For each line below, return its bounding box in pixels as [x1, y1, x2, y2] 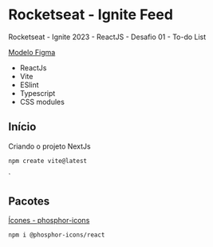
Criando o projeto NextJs [8, 141, 91, 151]
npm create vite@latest [8, 157, 88, 165]
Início [8, 120, 37, 133]
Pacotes [8, 194, 50, 209]
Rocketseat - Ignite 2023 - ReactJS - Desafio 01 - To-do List [8, 32, 207, 42]
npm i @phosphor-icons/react [8, 231, 105, 239]
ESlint [19, 80, 39, 90]
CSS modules [19, 97, 65, 106]
